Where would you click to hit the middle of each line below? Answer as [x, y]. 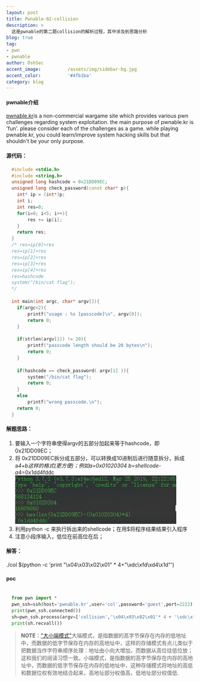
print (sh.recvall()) [37, 623]
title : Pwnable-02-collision [42, 19]
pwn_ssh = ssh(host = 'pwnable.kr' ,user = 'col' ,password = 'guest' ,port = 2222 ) [102, 604]
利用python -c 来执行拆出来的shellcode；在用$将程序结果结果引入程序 [101, 529]
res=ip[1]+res [29, 251]
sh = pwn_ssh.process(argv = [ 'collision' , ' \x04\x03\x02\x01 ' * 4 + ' [94, 617]
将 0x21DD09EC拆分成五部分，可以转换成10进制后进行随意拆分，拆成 [100, 458]
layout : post [22, 13]
